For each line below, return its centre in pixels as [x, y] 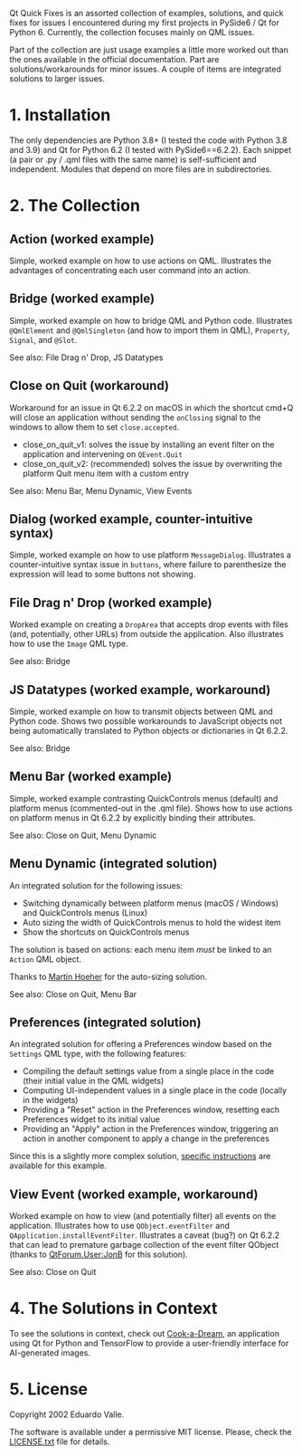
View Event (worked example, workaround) [134, 1194]
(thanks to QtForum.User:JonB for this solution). [99, 1255]
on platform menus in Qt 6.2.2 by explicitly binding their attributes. [132, 817]
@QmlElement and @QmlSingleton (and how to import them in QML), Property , [150, 330]
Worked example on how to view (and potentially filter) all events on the [143, 1216]
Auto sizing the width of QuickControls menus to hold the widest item [152, 922]
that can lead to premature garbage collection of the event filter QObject [144, 1245]
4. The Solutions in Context [113, 1309]
